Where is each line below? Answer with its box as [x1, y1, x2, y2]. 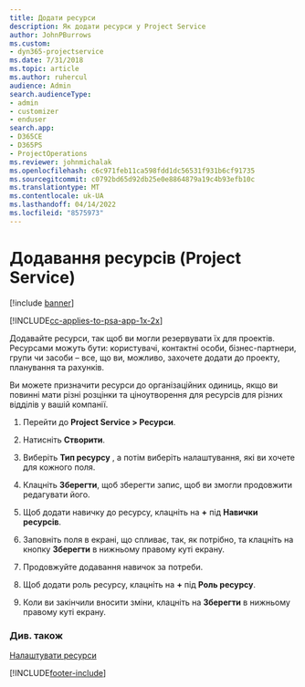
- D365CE [9, 132, 43, 141]
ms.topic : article [9, 65, 79, 74]
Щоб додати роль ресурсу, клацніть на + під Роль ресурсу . [22, 578, 256, 589]
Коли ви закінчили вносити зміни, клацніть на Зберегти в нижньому [22, 597, 290, 608]
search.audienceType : [9, 89, 92, 99]
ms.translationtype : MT [9, 183, 100, 193]
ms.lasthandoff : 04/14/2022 [9, 200, 117, 210]
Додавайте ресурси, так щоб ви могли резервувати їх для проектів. [9, 332, 276, 343]
